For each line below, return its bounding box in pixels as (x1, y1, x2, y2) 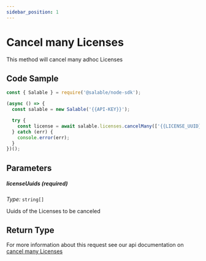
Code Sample (6, 73, 59, 83)
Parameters (6, 163, 52, 173)
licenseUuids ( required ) (6, 180, 69, 187)
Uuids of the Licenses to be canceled (6, 207, 101, 214)
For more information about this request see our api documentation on (6, 241, 184, 249)
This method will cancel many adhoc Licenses (6, 56, 123, 63)
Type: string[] (6, 195, 44, 203)
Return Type (6, 225, 55, 235)
